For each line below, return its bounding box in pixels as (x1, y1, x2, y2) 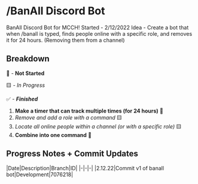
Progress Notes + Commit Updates (6, 149, 139, 159)
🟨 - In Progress (6, 82, 45, 89)
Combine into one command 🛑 (14, 131, 92, 138)
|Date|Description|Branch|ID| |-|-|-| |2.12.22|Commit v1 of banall (6, 164, 165, 171)
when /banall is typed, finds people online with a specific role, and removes (6, 30, 193, 37)
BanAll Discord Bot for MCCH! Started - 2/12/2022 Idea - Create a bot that (6, 24, 189, 31)
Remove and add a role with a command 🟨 (14, 114, 123, 121)
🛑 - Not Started (6, 70, 45, 77)
